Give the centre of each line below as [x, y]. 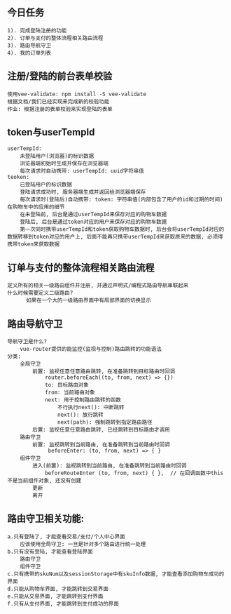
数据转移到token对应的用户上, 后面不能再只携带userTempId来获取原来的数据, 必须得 [115, 237]
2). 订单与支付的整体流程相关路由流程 [55, 38]
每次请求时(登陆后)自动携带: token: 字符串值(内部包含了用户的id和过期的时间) [121, 200]
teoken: [19, 178]
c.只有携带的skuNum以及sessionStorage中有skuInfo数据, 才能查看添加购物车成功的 [116, 574]
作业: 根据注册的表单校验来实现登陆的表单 [60, 109]
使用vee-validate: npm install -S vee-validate [77, 94]
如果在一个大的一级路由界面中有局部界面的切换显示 [89, 300]
